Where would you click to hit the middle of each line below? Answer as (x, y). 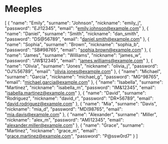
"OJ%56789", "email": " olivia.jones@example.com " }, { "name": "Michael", (83, 71)
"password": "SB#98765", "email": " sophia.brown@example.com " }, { (78, 50)
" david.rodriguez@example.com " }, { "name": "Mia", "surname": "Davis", (81, 103)
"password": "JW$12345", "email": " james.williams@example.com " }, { (79, 60)
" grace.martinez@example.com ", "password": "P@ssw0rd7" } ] (71, 136)
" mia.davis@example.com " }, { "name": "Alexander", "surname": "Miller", (81, 114)
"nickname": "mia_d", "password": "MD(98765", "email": (64, 109)
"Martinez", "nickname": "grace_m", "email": (51, 130)
